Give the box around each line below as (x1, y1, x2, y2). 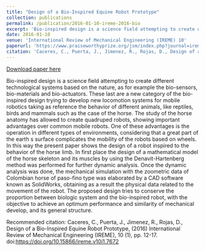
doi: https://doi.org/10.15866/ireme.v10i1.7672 (6, 238, 119, 245)
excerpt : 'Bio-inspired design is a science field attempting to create (6, 26, 195, 32)
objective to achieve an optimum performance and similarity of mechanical (6, 200, 195, 207)
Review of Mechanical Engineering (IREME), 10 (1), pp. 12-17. (6, 231, 158, 238)
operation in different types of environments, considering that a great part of (6, 129, 199, 136)
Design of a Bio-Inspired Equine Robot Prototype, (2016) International (6, 225, 181, 232)
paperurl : (6, 43, 32, 49)
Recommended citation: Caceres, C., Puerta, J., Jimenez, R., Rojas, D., (6, 218, 183, 225)
